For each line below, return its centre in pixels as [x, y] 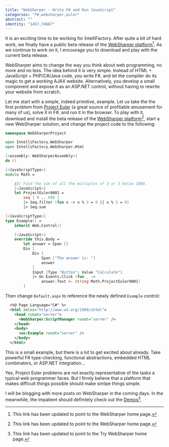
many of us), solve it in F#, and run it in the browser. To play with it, [75, 112]
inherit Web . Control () [38, 226]
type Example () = [23, 221]
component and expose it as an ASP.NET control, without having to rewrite [82, 86]
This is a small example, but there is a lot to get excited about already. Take [83, 352]
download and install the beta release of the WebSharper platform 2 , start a [82, 118]
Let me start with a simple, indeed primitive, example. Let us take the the [80, 101]
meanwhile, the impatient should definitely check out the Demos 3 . [74, 399]
